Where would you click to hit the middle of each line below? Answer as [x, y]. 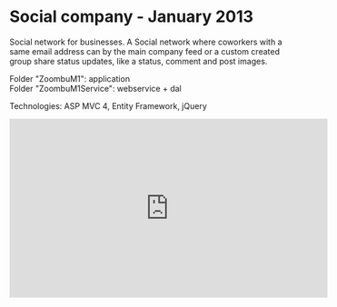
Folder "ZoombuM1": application [69, 78]
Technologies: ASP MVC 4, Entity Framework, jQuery [108, 105]
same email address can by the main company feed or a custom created [144, 51]
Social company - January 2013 [132, 17]
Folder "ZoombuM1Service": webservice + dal [95, 88]
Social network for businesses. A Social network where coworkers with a [146, 42]
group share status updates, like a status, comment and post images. [139, 61]
